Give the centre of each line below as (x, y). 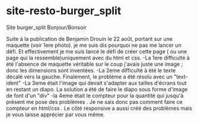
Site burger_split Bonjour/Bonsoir (47, 27)
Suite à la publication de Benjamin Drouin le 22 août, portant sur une (90, 39)
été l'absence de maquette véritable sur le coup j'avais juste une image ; (95, 64)
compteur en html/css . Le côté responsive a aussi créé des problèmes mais (99, 108)
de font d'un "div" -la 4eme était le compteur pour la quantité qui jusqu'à (95, 96)
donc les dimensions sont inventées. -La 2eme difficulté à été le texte (91, 70)
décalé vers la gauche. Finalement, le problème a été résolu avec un (90, 77)
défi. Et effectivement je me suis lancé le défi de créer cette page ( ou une (97, 51)
